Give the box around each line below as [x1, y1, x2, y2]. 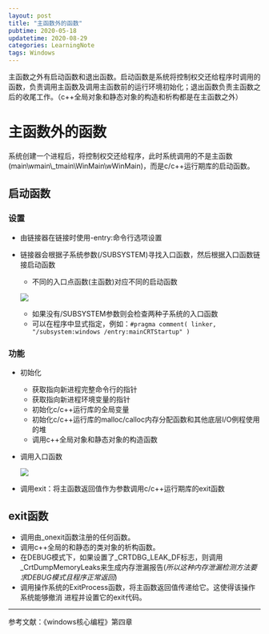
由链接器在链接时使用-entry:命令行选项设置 [19, 232, 163, 242]
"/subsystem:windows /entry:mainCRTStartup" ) [31, 328, 191, 336]
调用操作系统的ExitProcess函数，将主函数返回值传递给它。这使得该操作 [19, 582, 256, 592]
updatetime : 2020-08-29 [8, 34, 88, 42]
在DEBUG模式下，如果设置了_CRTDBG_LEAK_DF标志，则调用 [19, 552, 223, 562]
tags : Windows [8, 49, 56, 57]
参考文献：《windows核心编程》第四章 [8, 616, 133, 626]
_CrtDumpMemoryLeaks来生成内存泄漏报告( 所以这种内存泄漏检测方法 [19, 562, 251, 571]
